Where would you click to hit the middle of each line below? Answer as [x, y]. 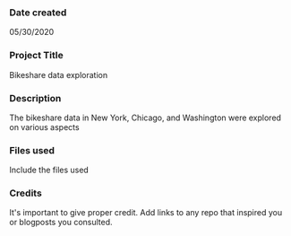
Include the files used [49, 170]
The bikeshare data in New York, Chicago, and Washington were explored [145, 118]
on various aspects [44, 127]
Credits [26, 193]
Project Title [37, 56]
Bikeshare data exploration [59, 74]
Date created [38, 13]
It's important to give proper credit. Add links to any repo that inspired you [146, 213]
